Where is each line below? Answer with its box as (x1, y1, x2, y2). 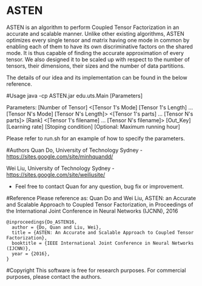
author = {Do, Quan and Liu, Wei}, (12, 224, 102, 230)
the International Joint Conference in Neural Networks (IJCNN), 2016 (6, 207, 178, 215)
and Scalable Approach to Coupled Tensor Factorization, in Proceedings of (6, 201, 194, 208)
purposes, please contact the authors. (6, 273, 102, 280)
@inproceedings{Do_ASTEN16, (6, 219, 78, 225)
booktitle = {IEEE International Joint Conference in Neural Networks (12, 240, 194, 246)
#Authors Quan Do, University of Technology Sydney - (6, 146, 143, 154)
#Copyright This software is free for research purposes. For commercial (6, 267, 186, 274)
